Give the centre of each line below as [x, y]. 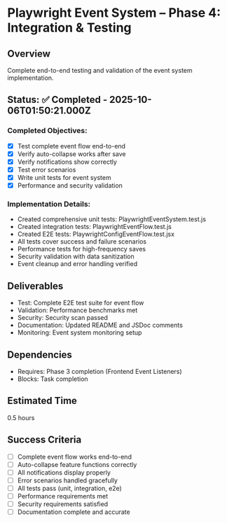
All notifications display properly [64, 472]
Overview [29, 54]
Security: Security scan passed [63, 318]
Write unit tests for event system [64, 177]
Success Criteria [44, 440]
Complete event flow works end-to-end [74, 456]
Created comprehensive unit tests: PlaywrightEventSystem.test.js [112, 219]
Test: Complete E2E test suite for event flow [81, 303]
